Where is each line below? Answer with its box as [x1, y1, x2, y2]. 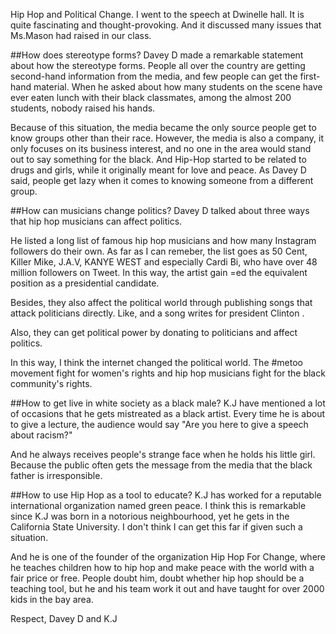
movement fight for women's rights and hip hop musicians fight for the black [10, 367, 326, 379]
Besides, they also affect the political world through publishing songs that [10, 297, 313, 308]
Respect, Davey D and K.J [10, 613, 118, 624]
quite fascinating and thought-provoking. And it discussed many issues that [10, 19, 322, 31]
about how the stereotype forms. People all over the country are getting [10, 60, 306, 71]
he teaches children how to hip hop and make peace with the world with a [10, 562, 315, 573]
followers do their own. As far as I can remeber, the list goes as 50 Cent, [10, 245, 308, 257]
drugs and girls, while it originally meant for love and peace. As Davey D [10, 164, 307, 176]
